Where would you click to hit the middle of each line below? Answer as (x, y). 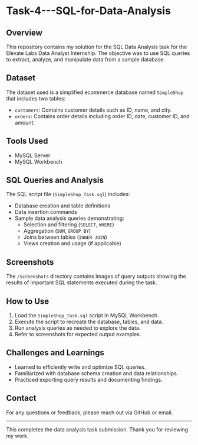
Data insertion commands (46, 212)
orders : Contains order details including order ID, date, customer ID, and (102, 116)
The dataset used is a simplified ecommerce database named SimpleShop (95, 92)
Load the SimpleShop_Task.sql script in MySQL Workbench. (87, 316)
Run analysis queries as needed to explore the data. (77, 328)
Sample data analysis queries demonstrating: (70, 218)
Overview (24, 33)
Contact (21, 398)
